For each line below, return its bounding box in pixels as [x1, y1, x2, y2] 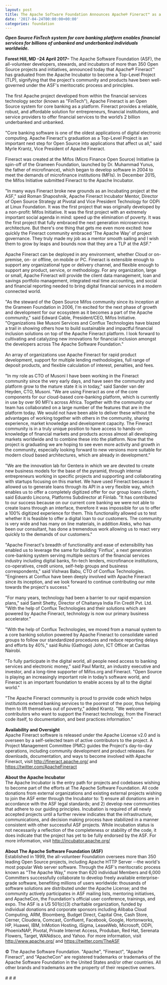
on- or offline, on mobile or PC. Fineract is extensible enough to [24, 257, 155, 263]
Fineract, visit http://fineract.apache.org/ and [5, 759, 97, 765]
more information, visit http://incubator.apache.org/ [5, 838, 110, 844]
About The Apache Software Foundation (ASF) [5, 848, 103, 854]
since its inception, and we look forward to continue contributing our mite [5, 579, 156, 585]
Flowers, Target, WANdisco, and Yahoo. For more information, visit [5, 933, 142, 939]
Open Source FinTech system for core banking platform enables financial [5, 35, 160, 41]
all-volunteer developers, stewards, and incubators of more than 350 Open [5, 61, 159, 67]
